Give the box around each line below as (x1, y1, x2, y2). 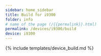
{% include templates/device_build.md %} (5, 45, 94, 51)
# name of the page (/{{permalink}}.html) (5, 21, 97, 27)
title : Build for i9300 (5, 12, 56, 17)
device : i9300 (5, 31, 36, 36)
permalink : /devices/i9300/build (5, 26, 77, 32)
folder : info (5, 17, 33, 22)
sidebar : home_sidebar (5, 7, 54, 13)
